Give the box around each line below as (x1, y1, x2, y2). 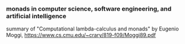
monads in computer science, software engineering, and (6, 5, 172, 13)
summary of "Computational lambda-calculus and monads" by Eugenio (6, 25, 179, 32)
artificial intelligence (6, 12, 67, 20)
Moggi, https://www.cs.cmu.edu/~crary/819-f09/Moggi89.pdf (6, 32, 156, 39)
